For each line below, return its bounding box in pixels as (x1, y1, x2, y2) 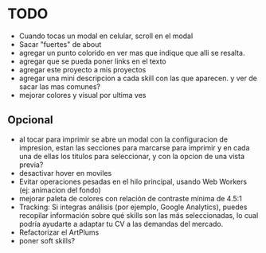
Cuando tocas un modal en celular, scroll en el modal (18, 31, 194, 41)
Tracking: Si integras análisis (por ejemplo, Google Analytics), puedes (18, 202, 248, 212)
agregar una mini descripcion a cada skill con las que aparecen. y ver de (18, 73, 258, 83)
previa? (18, 160, 44, 169)
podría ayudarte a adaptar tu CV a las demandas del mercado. (18, 219, 224, 228)
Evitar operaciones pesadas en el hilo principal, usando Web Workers (18, 177, 248, 186)
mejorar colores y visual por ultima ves (18, 90, 147, 99)
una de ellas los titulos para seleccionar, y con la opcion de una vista (18, 151, 244, 161)
